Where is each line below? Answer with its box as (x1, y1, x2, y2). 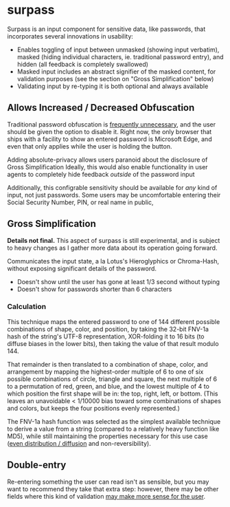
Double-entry (7, 460, 67, 471)
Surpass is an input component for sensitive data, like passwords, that (7, 25, 206, 33)
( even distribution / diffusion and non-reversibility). (7, 439, 151, 447)
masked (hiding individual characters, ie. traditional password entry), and (16, 52, 224, 61)
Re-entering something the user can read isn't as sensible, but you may (7, 477, 209, 486)
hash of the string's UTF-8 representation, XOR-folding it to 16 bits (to (7, 332, 205, 341)
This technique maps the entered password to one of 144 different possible (7, 317, 220, 325)
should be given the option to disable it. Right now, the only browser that (7, 127, 212, 136)
